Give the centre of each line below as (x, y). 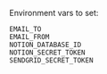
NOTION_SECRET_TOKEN (48, 53)
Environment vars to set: (54, 13)
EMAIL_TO (25, 29)
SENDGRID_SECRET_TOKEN (51, 61)
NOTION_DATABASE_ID (45, 45)
